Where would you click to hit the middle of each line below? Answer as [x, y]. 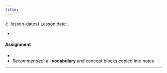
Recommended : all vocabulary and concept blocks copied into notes [83, 61]
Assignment [18, 44]
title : [12, 10]
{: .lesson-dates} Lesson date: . [37, 24]
